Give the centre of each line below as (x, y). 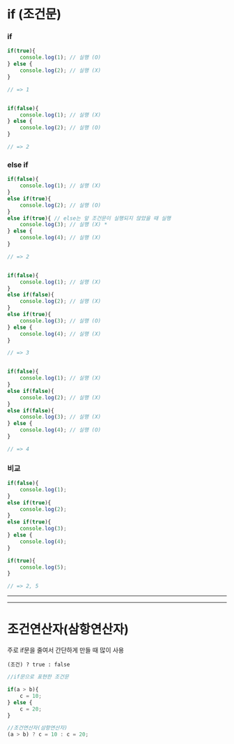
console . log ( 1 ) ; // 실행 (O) (61, 58)
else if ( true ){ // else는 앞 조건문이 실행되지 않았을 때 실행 (89, 218)
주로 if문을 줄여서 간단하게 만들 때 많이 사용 (65, 650)
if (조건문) (34, 14)
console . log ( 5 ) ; (44, 567)
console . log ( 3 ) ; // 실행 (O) (61, 321)
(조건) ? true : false (39, 665)
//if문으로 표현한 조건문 (38, 677)
